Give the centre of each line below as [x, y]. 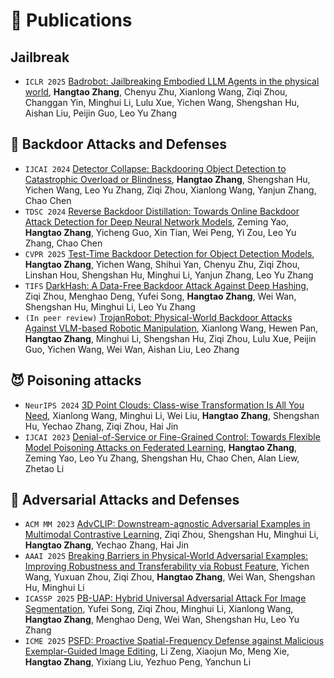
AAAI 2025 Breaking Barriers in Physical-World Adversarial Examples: [166, 556]
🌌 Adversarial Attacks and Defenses [125, 500]
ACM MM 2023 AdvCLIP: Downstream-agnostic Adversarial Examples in [167, 524]
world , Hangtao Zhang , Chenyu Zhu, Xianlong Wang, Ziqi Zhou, [156, 92]
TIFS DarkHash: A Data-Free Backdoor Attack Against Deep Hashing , [166, 285]
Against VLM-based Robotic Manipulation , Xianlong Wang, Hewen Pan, [171, 328]
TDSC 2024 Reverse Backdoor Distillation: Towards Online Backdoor [162, 211]
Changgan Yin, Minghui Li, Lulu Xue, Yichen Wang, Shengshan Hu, [162, 102]
